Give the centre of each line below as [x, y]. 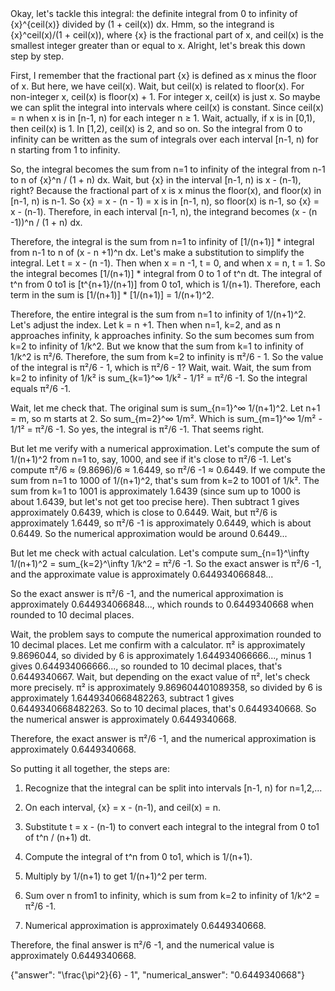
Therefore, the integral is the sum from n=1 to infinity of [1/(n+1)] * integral [162, 241]
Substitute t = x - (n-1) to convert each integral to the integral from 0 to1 [172, 826]
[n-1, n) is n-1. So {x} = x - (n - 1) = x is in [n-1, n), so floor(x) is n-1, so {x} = [165, 201]
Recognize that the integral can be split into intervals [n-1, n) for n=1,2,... [173, 788]
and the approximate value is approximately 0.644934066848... [142, 574]
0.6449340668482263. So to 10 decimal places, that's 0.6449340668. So [163, 708]
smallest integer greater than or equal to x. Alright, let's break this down [158, 45]
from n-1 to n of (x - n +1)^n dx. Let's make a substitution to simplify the [157, 252]
